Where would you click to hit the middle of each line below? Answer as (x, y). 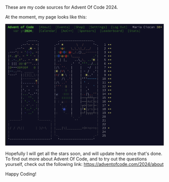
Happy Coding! (21, 174)
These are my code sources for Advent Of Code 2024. (62, 7)
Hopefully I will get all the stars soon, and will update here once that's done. (84, 154)
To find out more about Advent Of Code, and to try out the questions (76, 159)
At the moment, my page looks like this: (46, 17)
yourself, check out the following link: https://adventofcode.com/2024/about (84, 164)
